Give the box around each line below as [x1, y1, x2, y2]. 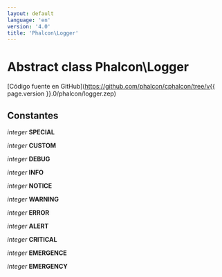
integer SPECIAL [7, 128, 55, 136]
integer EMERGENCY [7, 262, 68, 270]
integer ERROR [7, 208, 50, 217]
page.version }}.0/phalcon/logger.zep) [7, 89, 116, 98]
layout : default [7, 10, 54, 17]
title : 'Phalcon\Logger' [7, 29, 79, 37]
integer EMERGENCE [7, 249, 67, 257]
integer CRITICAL [7, 235, 57, 243]
